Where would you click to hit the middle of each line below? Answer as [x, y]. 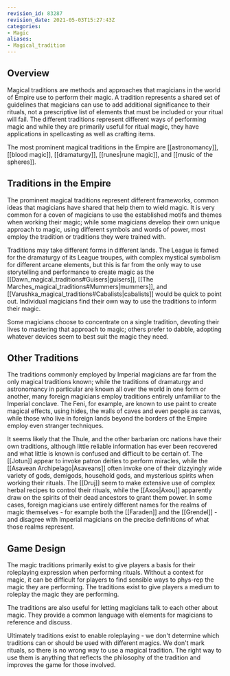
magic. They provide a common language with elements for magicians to [110, 615]
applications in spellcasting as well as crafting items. [81, 134]
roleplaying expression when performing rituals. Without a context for [105, 573]
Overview [28, 73]
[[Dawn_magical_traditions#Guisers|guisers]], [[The [80, 279]
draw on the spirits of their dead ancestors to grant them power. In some [110, 498]
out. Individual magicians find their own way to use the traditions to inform [112, 301]
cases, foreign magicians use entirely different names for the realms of [107, 505]
